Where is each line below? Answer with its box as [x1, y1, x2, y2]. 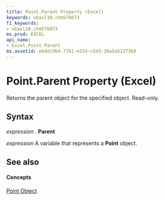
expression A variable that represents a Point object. [6, 140, 137, 147]
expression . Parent [6, 127, 56, 135]
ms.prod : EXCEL [6, 31, 45, 37]
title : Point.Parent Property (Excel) [6, 8, 104, 15]
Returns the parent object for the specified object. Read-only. [6, 94, 160, 102]
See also [6, 156, 39, 167]
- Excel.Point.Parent [6, 43, 61, 49]
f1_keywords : [6, 20, 39, 26]
